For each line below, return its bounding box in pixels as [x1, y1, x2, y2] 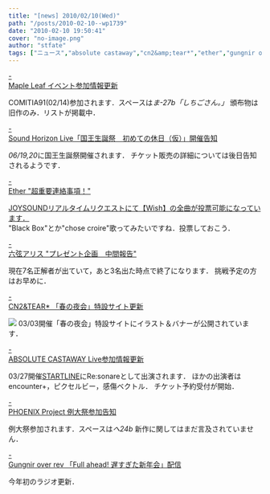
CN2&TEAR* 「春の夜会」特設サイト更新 [8, 302, 144, 311]
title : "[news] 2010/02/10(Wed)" [8, 11, 121, 20]
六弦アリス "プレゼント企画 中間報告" [8, 249, 137, 258]
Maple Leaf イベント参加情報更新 [8, 81, 118, 90]
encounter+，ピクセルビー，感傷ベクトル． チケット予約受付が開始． [8, 382, 239, 390]
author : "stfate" [8, 42, 67, 50]
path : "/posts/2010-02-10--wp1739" [8, 19, 128, 27]
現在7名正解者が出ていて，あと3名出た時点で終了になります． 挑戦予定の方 [8, 266, 257, 276]
